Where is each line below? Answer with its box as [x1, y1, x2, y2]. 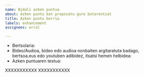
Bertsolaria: [12, 43, 35, 48]
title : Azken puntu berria [5, 16, 60, 21]
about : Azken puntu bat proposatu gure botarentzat [5, 12, 112, 16]
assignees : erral [5, 25, 40, 30]
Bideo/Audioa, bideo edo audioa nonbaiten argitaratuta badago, [12, 48, 140, 54]
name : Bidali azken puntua [5, 7, 60, 12]
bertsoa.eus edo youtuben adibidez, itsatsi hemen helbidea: [12, 53, 132, 59]
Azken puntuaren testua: [12, 58, 62, 64]
